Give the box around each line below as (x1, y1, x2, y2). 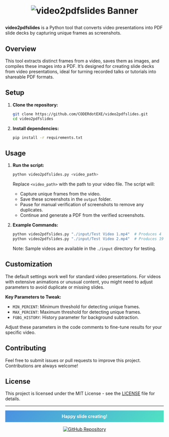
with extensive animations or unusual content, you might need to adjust (5, 279, 153, 285)
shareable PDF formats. (5, 74, 54, 80)
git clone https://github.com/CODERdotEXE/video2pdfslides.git (12, 111, 148, 117)
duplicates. (20, 207, 43, 213)
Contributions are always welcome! (5, 363, 78, 369)
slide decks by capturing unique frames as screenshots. (5, 30, 122, 36)
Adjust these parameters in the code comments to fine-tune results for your (5, 324, 162, 330)
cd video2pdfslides (12, 116, 54, 121)
